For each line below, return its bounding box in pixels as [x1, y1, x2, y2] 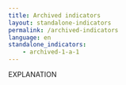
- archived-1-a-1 [22, 48, 80, 56]
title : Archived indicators [8, 11, 101, 20]
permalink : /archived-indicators [8, 26, 119, 34]
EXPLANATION [8, 70, 57, 79]
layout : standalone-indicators [8, 19, 112, 27]
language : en [8, 33, 52, 42]
